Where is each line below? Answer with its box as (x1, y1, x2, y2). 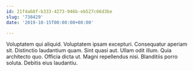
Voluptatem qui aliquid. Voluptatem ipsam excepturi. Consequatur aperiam (6, 40, 188, 48)
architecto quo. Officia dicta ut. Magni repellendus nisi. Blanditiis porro (6, 53, 178, 60)
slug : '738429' (6, 14, 44, 20)
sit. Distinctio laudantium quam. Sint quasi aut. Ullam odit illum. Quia (6, 47, 172, 54)
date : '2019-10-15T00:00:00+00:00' (6, 19, 94, 25)
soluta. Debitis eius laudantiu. (6, 59, 78, 66)
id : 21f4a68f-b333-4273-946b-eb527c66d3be (6, 8, 112, 15)
